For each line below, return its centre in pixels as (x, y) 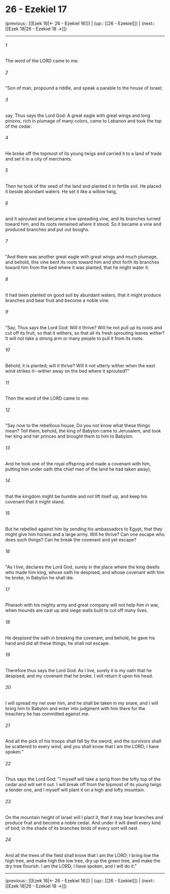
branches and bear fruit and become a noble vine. (57, 300)
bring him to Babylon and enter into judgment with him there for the (75, 708)
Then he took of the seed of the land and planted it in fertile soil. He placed (83, 186)
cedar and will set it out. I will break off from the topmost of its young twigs (83, 785)
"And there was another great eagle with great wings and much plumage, (81, 257)
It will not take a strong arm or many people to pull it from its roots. (75, 338)
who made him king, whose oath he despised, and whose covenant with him (85, 572)
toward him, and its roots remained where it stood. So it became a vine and (83, 224)
